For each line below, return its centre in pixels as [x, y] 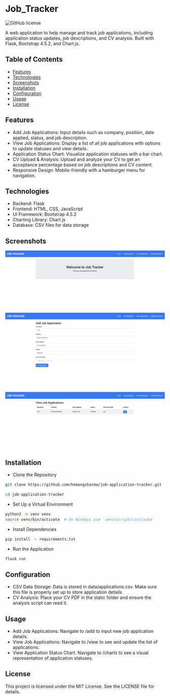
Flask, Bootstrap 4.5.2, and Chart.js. [42, 43]
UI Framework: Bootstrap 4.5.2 [45, 214]
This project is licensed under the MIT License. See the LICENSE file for [80, 686]
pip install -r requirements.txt [40, 539]
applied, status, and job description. [50, 138]
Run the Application [33, 549]
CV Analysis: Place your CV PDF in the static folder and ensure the [82, 597]
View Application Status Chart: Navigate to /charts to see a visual [80, 653]
